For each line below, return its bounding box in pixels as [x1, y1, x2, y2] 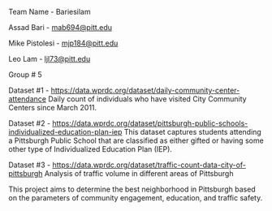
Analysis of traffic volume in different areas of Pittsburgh [44, 169, 234, 178]
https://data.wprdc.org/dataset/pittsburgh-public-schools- [52, 118, 248, 128]
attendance [8, 94, 47, 104]
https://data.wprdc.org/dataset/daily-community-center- [50, 85, 240, 95]
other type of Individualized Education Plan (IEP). [8, 144, 173, 153]
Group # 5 [8, 70, 42, 80]
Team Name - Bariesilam [8, 7, 91, 16]
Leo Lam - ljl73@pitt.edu [8, 54, 91, 63]
